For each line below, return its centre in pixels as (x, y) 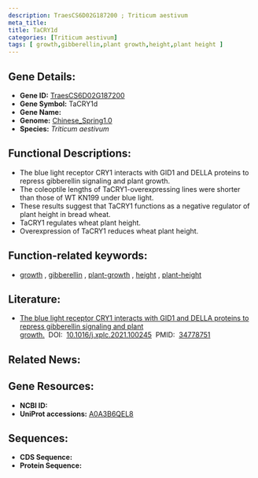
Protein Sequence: (51, 465)
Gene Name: (40, 112)
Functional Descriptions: (70, 154)
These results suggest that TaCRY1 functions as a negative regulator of (135, 206)
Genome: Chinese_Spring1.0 (66, 120)
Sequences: (38, 438)
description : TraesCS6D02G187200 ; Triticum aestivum (98, 15)
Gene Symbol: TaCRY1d (59, 104)
